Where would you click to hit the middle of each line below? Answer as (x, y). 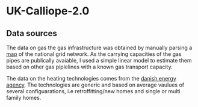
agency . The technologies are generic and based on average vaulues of (95, 85)
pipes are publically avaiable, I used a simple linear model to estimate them (99, 60)
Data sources (32, 33)
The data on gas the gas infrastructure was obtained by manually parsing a (99, 47)
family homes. (24, 98)
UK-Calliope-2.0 (48, 11)
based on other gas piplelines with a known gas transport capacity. (89, 67)
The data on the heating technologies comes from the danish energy (91, 78)
